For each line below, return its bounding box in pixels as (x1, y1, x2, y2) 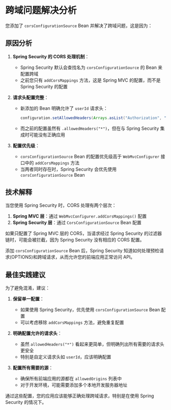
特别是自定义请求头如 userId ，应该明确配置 (20, 354, 111, 360)
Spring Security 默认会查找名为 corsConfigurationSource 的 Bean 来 (20, 64, 163, 70)
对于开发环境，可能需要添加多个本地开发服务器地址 (20, 382, 128, 388)
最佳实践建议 (5, 270, 46, 279)
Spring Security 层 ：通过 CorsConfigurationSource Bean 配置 (12, 220, 141, 226)
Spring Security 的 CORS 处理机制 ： (12, 53, 90, 59)
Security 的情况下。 (5, 399, 47, 405)
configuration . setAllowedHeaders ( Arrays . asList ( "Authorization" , (20, 115, 162, 120)
